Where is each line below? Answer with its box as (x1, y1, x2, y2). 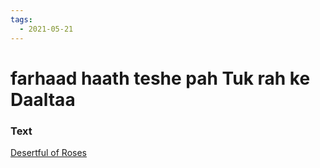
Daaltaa (10, 88, 76, 111)
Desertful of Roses (10, 146, 87, 158)
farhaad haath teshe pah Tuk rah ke (10, 67, 311, 90)
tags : (10, 14, 33, 25)
